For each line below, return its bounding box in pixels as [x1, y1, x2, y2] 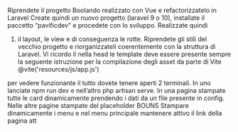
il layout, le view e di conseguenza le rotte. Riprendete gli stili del [17, 35, 207, 43]
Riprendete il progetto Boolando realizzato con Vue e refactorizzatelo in [7, 6, 217, 14]
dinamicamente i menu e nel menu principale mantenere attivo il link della [7, 109, 222, 117]
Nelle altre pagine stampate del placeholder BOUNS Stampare [7, 101, 190, 109]
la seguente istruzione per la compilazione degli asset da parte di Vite [17, 57, 222, 66]
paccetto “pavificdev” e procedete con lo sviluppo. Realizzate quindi [7, 21, 208, 29]
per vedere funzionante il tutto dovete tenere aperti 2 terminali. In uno [7, 79, 211, 87]
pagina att [7, 116, 37, 125]
